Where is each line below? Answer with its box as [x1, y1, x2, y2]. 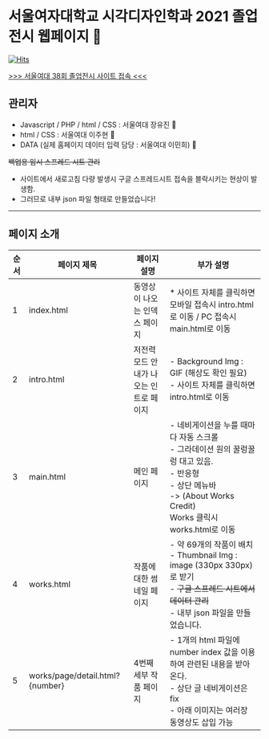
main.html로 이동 [169, 323, 231, 334]
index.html [29, 304, 68, 316]
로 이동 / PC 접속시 [169, 311, 237, 322]
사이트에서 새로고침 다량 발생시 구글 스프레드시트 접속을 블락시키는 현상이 [19, 174, 250, 183]
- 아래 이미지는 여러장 [169, 704, 248, 716]
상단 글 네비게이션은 [177, 682, 248, 693]
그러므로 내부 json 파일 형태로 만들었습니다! [19, 194, 156, 203]
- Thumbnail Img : [169, 549, 238, 561]
